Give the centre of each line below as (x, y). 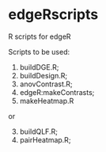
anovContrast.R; (46, 84)
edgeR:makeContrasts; (57, 92)
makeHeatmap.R (47, 101)
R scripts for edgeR (40, 36)
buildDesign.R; (44, 75)
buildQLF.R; (38, 131)
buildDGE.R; (39, 67)
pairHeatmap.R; (45, 139)
